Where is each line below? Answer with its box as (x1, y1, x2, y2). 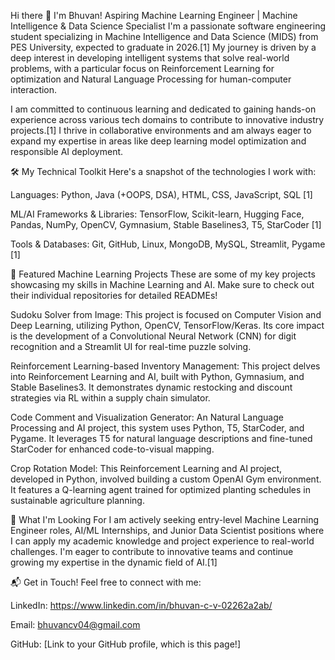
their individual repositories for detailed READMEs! (10, 290, 218, 301)
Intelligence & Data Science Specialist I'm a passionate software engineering (10, 20, 327, 32)
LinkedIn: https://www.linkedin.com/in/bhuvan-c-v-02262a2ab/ (10, 600, 273, 611)
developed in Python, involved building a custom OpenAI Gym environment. (10, 473, 322, 485)
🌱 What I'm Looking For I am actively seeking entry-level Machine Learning (10, 514, 320, 525)
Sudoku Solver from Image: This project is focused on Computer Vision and (10, 309, 322, 320)
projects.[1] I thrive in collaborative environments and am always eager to (10, 125, 312, 136)
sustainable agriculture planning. (10, 495, 145, 506)
